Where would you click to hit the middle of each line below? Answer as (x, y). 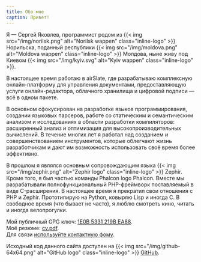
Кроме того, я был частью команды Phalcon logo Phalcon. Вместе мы (95, 178)
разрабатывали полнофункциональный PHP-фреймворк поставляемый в (100, 184)
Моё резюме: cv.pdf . (33, 228)
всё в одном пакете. (32, 97)
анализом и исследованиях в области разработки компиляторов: (91, 121)
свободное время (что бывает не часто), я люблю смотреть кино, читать (100, 203)
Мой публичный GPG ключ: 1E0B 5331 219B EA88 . (70, 221)
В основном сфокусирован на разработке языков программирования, (97, 109)
